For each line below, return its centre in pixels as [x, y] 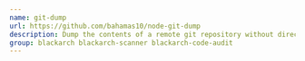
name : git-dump [38, 17]
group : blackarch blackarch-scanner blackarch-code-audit [121, 43]
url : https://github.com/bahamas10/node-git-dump [105, 26]
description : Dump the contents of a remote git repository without [142, 34]
